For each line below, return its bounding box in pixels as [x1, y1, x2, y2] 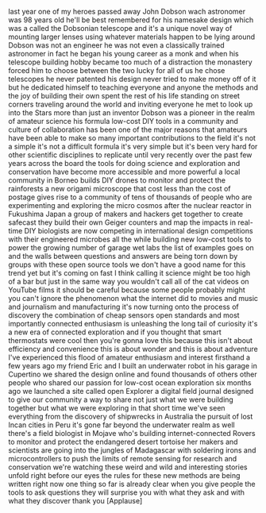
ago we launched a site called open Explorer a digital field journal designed [8, 387, 254, 395]
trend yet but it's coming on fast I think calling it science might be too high [8, 268, 251, 277]
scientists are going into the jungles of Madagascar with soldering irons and [8, 445, 256, 455]
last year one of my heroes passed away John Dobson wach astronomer [8, 7, 246, 16]
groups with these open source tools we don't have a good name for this [8, 260, 246, 269]
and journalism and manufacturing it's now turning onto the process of [8, 302, 240, 311]
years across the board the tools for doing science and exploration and [8, 159, 241, 168]
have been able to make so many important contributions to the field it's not [8, 133, 256, 142]
